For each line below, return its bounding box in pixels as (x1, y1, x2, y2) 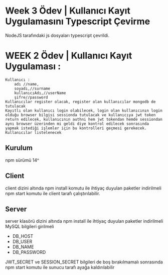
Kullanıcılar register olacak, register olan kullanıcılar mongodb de (5, 99, 156, 104)
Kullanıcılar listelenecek (5, 130, 62, 135)
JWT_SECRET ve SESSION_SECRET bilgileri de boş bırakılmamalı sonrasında (5, 259, 163, 265)
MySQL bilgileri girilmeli (5, 224, 54, 230)
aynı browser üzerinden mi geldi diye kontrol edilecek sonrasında (5, 121, 149, 126)
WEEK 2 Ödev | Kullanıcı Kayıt (5, 50, 132, 61)
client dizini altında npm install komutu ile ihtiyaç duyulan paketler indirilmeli (5, 185, 161, 191)
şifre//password (14, 95, 49, 100)
